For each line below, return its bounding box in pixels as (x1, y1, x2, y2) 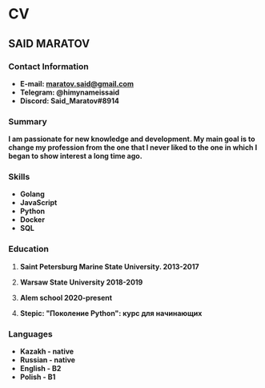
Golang (19, 189, 46, 199)
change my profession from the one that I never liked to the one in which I (8, 143, 258, 152)
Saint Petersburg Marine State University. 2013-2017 (19, 261, 199, 271)
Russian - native (19, 355, 76, 365)
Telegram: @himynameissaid (19, 87, 120, 97)
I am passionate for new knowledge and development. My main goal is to (8, 134, 255, 144)
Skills (8, 172, 30, 183)
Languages (8, 328, 54, 339)
